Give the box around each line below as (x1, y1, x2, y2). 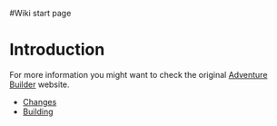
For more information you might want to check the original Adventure (9, 69, 268, 80)
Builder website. (9, 79, 70, 90)
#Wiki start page (9, 8, 72, 18)
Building (22, 106, 54, 117)
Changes (22, 96, 57, 107)
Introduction (9, 40, 105, 60)
